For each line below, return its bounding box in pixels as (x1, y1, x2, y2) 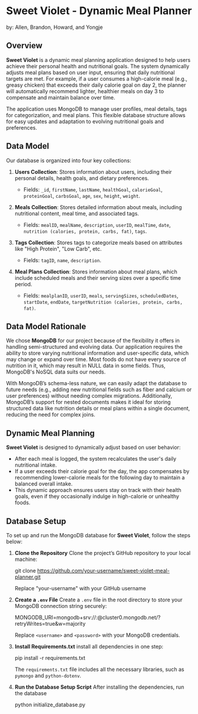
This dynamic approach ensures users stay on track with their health (14, 487, 181, 494)
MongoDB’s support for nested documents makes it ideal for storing (6, 399, 171, 406)
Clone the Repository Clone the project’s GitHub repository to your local (14, 550, 191, 556)
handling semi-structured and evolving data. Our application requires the (6, 343, 183, 351)
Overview (6, 41, 43, 51)
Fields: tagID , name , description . (23, 256, 101, 263)
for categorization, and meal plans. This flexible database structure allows (6, 111, 186, 118)
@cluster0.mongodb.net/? (97, 614, 161, 621)
